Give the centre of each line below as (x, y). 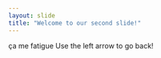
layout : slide (32, 15)
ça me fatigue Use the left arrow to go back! (81, 45)
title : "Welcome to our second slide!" (75, 23)
